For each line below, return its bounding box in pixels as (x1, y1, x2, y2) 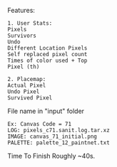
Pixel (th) (7, 63, 40, 70)
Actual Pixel (7, 82, 46, 89)
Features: (7, 6, 36, 14)
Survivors (7, 32, 37, 39)
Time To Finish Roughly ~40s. (7, 152, 96, 160)
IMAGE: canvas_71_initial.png (7, 133, 98, 140)
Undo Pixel (7, 88, 40, 95)
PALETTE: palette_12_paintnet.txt (7, 139, 111, 146)
